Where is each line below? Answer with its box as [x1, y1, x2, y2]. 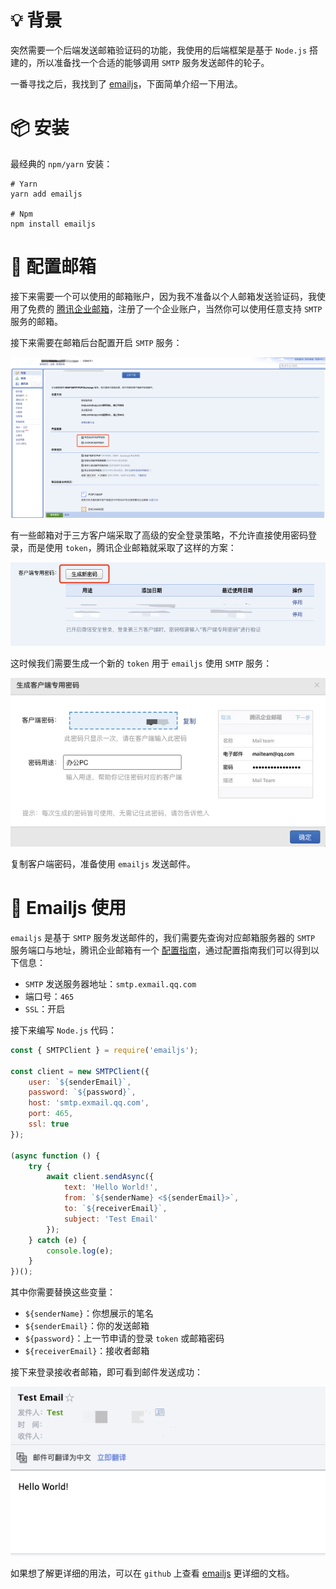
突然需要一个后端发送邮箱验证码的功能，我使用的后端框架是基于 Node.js [10, 44, 308, 56]
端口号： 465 [24, 990, 75, 1002]
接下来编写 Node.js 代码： [10, 1024, 117, 1036]
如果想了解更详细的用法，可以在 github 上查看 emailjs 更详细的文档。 [10, 1567, 295, 1579]
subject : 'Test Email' [63, 1214, 159, 1224]
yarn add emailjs [10, 189, 83, 199]
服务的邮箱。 [10, 315, 63, 327]
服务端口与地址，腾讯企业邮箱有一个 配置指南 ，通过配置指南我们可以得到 [10, 944, 311, 956]
